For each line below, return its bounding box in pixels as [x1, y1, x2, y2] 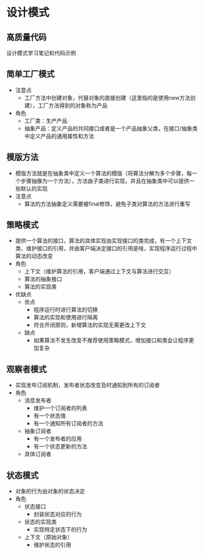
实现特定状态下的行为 [33, 526, 87, 533]
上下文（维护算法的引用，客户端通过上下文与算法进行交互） [24, 268, 175, 275]
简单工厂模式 [6, 69, 55, 80]
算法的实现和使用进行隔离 [33, 314, 98, 321]
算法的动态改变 [15, 252, 53, 260]
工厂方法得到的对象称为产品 [37, 102, 108, 109]
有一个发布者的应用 [33, 435, 82, 442]
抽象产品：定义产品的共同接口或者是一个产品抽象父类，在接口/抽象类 [24, 124, 198, 132]
